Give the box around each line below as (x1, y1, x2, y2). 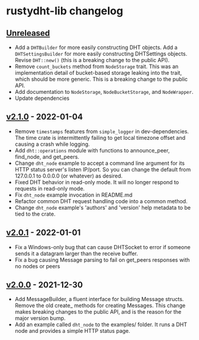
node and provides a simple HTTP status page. (14, 327, 130, 335)
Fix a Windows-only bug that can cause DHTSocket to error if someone (14, 243, 191, 250)
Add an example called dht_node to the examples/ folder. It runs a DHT (14, 321, 188, 328)
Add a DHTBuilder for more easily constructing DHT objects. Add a (14, 44, 178, 51)
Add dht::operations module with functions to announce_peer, (14, 146, 170, 154)
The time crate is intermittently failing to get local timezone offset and (14, 134, 186, 141)
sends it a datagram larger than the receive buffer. (14, 250, 138, 257)
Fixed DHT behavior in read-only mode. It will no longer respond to (14, 178, 179, 186)
